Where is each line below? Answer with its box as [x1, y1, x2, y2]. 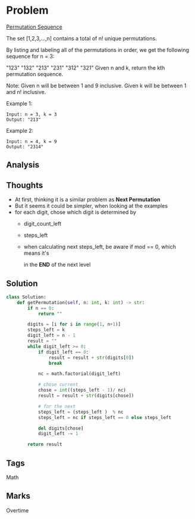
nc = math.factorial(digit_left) [37, 371, 121, 377]
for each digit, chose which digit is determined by [14, 209, 137, 216]
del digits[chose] [37, 425, 84, 432]
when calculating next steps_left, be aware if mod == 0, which [23, 243, 177, 251]
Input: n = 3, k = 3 [6, 111, 58, 117]
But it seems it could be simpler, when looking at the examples [14, 202, 168, 210]
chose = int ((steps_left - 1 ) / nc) [37, 387, 127, 393]
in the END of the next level [23, 261, 91, 268]
